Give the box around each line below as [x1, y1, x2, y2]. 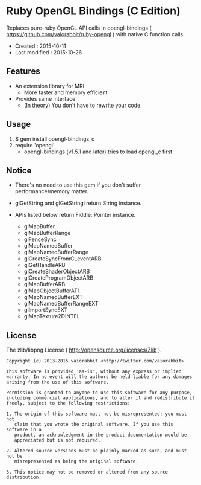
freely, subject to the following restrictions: [6, 400, 131, 406]
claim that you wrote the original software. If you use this [14, 422, 173, 428]
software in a [6, 427, 42, 433]
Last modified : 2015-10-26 [14, 48, 82, 56]
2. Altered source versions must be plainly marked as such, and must [6, 448, 187, 454]
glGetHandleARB [23, 262, 66, 269]
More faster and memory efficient [23, 89, 108, 96]
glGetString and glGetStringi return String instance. [14, 199, 142, 207]
